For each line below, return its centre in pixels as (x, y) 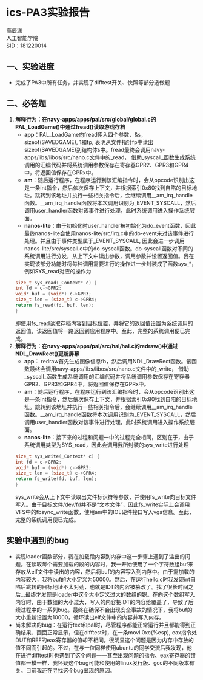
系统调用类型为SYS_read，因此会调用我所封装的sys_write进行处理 (106, 445)
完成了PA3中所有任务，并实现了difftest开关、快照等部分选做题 (92, 82)
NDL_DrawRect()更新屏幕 (47, 354)
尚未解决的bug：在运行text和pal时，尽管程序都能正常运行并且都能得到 (103, 625)
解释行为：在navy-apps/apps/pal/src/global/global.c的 (85, 119)
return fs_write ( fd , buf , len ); (56, 479)
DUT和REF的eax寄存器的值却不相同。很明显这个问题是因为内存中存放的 (104, 640)
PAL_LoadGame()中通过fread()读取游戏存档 (70, 127)
